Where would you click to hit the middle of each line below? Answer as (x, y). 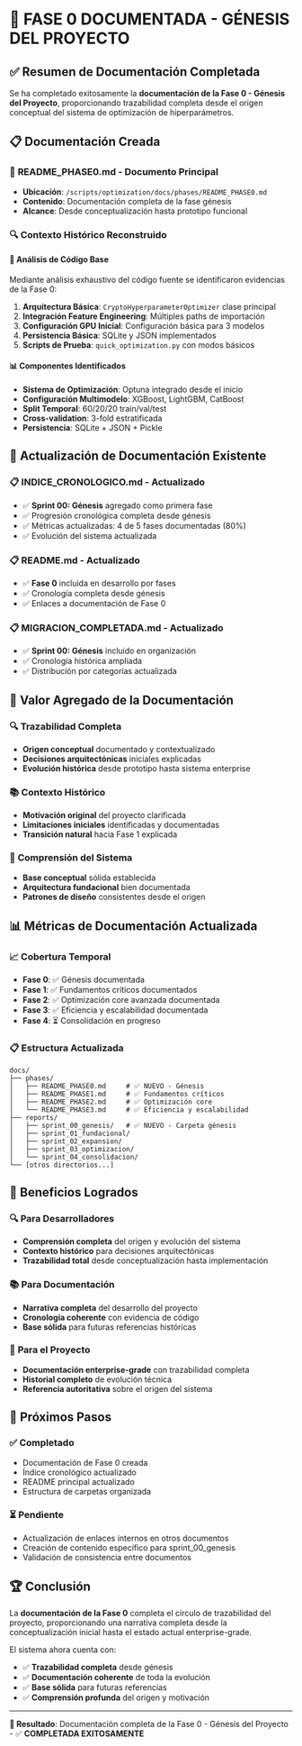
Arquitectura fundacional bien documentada (106, 887)
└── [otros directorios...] (62, 1165)
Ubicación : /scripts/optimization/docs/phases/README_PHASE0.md (145, 191)
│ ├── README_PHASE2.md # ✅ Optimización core (111, 1102)
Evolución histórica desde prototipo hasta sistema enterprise (136, 768)
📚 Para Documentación (62, 1285)
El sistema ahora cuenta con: (63, 1650)
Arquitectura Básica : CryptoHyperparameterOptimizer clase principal (149, 306)
